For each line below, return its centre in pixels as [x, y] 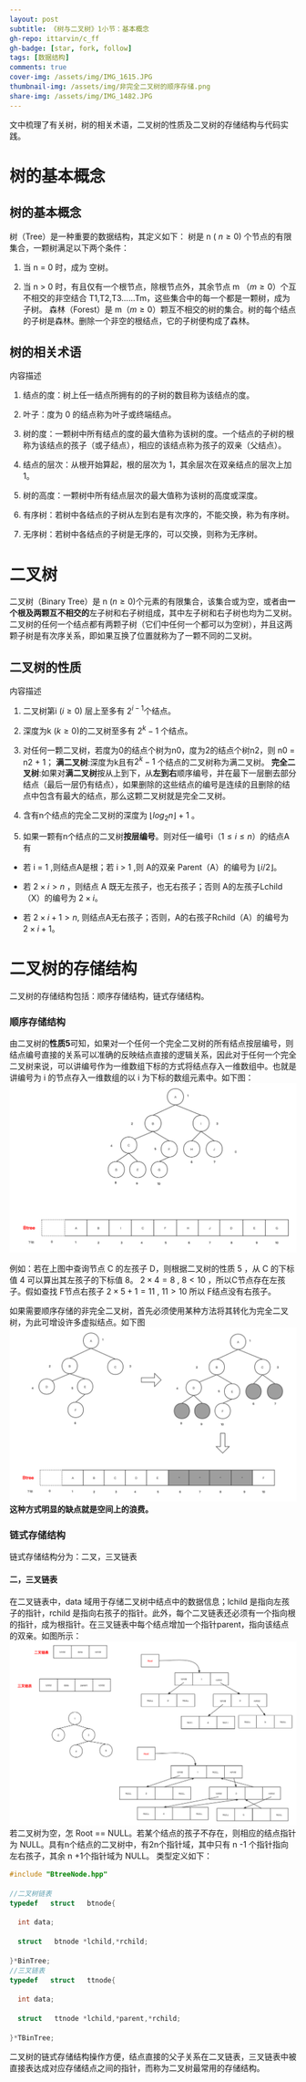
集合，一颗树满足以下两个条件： [69, 247]
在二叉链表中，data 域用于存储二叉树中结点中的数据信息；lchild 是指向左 [146, 1601]
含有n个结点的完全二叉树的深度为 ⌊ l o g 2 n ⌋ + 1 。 [111, 817]
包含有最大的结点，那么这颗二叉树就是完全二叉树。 [134, 796]
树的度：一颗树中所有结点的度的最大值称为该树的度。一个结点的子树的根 [158, 434]
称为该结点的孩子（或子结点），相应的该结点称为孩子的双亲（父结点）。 [154, 445]
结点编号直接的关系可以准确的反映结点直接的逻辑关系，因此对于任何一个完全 [153, 1055]
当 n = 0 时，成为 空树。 [68, 267]
